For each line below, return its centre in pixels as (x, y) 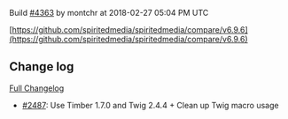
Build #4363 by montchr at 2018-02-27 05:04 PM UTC (109, 13)
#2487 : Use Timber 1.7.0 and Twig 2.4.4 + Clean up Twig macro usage (150, 105)
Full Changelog (37, 88)
